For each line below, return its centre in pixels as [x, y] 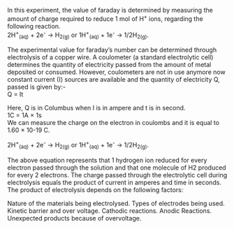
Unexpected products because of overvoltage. [74, 218]
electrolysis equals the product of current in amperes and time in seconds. [115, 182]
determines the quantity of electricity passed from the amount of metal [109, 65]
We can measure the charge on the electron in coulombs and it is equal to [114, 123]
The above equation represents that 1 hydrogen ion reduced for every [107, 160]
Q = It [15, 94]
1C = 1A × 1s [24, 115]
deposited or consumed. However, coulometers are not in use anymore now [116, 72]
